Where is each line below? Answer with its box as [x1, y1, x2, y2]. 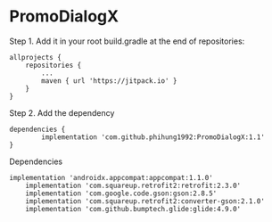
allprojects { [9, 53, 62, 62]
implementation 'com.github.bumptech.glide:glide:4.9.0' [25, 204, 242, 213]
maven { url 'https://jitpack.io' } [41, 76, 177, 86]
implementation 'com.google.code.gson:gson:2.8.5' [25, 189, 218, 198]
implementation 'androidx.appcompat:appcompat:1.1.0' [9, 173, 214, 182]
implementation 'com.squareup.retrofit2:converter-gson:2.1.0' [25, 196, 266, 206]
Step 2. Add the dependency [9, 107, 115, 118]
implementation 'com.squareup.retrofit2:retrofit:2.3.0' [25, 181, 242, 190]
